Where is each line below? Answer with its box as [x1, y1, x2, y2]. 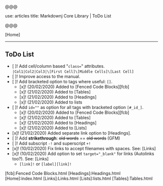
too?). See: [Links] [12, 155, 49, 161]
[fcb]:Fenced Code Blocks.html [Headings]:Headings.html [5, 170, 121, 176]
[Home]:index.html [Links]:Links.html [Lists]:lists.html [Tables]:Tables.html [5, 175, 153, 181]
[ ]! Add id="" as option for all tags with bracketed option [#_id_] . [12, 104, 144, 110]
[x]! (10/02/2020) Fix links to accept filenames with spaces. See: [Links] [12, 145, 156, 151]
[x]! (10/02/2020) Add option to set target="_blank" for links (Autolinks [12, 151, 154, 156]
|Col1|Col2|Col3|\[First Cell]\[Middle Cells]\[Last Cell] [12, 69, 134, 74]
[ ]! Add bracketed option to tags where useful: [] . [12, 78, 113, 84]
